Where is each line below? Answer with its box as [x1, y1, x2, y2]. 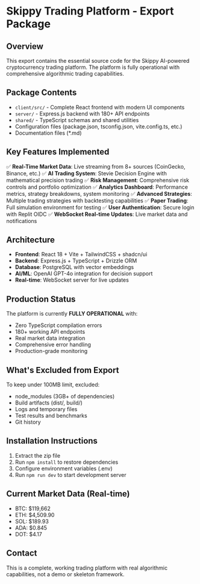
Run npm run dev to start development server [14, 471, 127, 478]
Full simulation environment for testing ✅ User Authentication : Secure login [6, 204, 195, 211]
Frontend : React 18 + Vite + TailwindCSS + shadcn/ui [14, 251, 148, 258]
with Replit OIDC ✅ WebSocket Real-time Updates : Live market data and [6, 210, 188, 218]
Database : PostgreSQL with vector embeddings [14, 264, 134, 271]
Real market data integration [14, 334, 86, 342]
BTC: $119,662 [14, 505, 51, 512]
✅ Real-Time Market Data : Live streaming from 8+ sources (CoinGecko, [6, 163, 186, 170]
